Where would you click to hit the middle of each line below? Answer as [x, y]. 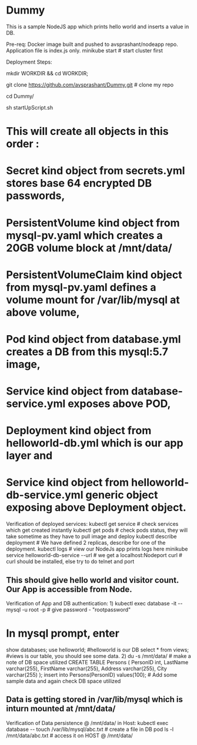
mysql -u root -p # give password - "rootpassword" [69, 610]
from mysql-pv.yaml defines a [81, 287]
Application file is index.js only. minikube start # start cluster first [85, 50]
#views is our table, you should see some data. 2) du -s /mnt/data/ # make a [98, 656]
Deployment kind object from [79, 431]
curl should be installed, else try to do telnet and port [70, 562]
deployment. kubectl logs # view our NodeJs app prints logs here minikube [97, 549]
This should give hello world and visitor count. [93, 580]
